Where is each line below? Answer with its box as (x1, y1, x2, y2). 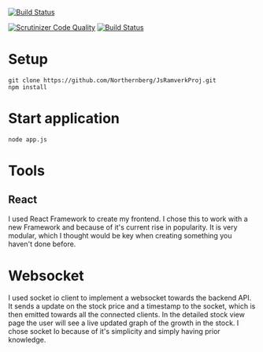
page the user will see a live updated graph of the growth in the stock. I (8, 318, 239, 328)
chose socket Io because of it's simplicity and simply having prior (8, 326, 220, 335)
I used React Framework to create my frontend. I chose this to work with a (8, 214, 248, 223)
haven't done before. (8, 239, 76, 249)
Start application (8, 110, 120, 128)
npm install (8, 83, 47, 91)
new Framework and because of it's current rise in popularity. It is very (8, 222, 238, 232)
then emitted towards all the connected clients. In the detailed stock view (8, 309, 246, 319)
